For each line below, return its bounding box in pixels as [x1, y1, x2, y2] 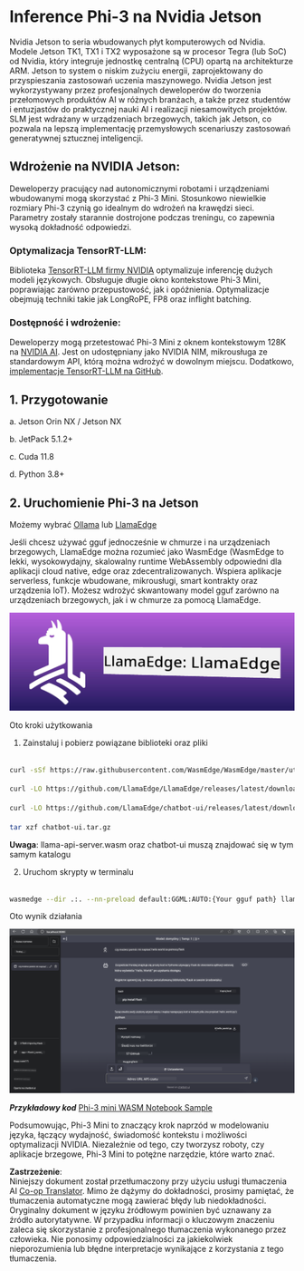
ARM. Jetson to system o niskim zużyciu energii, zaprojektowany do [9, 65, 264, 76]
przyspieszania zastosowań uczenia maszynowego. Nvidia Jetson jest [9, 74, 272, 85]
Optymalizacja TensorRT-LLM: [9, 244, 147, 257]
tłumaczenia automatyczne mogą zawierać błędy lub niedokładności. [9, 1195, 267, 1207]
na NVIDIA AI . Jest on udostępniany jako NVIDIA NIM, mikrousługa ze [9, 346, 269, 357]
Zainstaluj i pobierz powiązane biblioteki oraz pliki [22, 737, 208, 748]
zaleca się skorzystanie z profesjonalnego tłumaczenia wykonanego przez [9, 1224, 287, 1235]
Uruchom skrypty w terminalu [22, 866, 134, 877]
